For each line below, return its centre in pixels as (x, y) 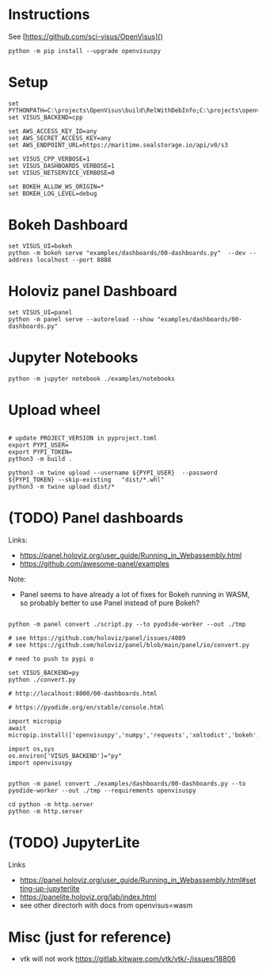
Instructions (49, 15)
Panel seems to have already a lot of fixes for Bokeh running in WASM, (135, 594)
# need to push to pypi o (51, 659)
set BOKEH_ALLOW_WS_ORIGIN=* (56, 187)
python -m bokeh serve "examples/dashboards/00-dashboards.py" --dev (127, 253)
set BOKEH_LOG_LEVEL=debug (53, 193)
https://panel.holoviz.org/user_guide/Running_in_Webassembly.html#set (138, 880)
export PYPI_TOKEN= (40, 452)
